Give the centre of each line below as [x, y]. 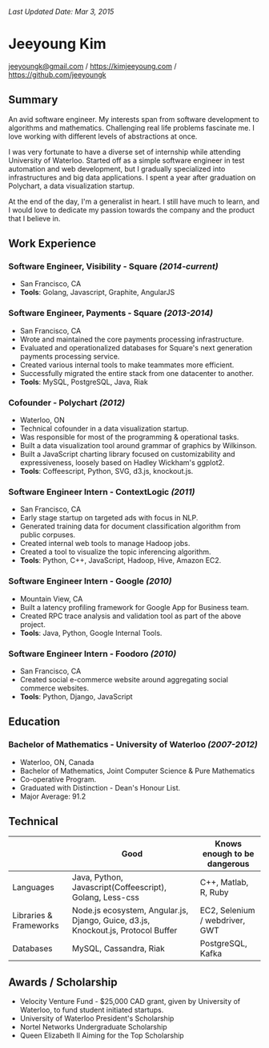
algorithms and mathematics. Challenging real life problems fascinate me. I [131, 127]
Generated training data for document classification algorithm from [130, 526]
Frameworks [36, 925]
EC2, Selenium [227, 911]
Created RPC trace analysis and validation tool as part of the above [130, 616]
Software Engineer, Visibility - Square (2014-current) [113, 266]
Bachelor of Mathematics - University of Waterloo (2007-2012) [133, 745]
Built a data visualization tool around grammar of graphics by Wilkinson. [139, 446]
